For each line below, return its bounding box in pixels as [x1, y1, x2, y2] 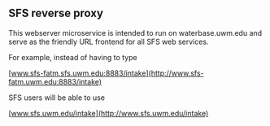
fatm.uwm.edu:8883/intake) [8, 76, 102, 86]
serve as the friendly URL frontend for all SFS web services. [8, 37, 209, 46]
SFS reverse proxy [8, 7, 104, 20]
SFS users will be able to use [8, 93, 106, 102]
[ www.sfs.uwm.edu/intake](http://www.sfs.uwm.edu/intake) [8, 108, 209, 118]
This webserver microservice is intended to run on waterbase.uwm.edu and [8, 28, 263, 37]
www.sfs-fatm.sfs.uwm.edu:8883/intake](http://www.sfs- [11, 68, 205, 78]
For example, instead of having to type [8, 52, 137, 62]
